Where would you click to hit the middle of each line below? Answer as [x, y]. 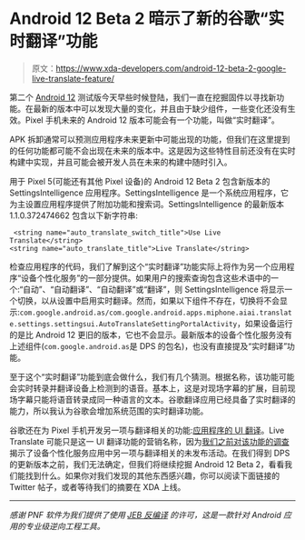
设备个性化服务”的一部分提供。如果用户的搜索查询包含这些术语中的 [146, 277]
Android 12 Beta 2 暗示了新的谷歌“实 [147, 19]
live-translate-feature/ [73, 78]
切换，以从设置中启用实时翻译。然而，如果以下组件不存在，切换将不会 [148, 300]
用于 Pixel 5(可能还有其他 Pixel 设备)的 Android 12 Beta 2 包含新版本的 [140, 181]
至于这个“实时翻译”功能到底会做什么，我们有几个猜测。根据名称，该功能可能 [152, 376]
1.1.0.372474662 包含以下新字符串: [74, 215]
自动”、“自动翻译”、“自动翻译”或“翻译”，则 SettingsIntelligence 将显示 [153, 289]
